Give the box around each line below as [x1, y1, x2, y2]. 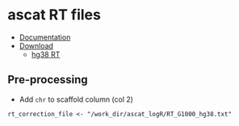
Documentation [19, 32, 71, 42]
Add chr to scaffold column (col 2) [19, 94, 134, 104]
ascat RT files [7, 6, 102, 24]
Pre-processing [7, 73, 88, 86]
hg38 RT [31, 49, 61, 59]
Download [19, 40, 54, 50]
